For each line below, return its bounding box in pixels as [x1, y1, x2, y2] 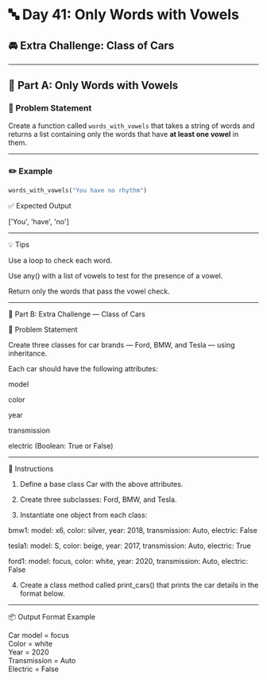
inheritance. [8, 348, 48, 358]
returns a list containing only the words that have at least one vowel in [8, 129, 239, 138]
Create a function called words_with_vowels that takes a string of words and [8, 121, 255, 130]
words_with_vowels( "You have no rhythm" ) [8, 186, 148, 194]
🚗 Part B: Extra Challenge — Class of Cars [8, 309, 145, 319]
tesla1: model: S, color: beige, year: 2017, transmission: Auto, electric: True [8, 541, 252, 550]
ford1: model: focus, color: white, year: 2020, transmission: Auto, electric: [8, 556, 249, 565]
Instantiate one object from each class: [19, 510, 148, 519]
